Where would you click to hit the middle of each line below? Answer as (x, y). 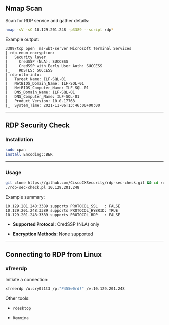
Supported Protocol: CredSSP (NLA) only (56, 224)
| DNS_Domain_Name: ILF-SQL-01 (40, 92)
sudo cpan (16, 150)
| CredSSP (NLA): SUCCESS (37, 61)
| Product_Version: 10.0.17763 (40, 101)
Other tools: (17, 298)
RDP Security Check (37, 126)
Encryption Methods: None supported (53, 234)
